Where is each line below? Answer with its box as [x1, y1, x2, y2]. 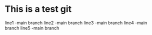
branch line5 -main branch [4, 25, 59, 31]
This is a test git [4, 3, 72, 15]
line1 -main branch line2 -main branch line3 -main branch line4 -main [4, 20, 147, 26]
